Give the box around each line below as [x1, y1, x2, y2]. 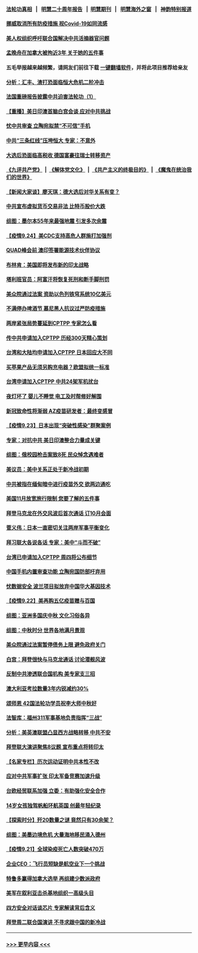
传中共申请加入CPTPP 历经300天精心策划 [6, 334, 108, 341]
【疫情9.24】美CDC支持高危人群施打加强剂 [6, 232, 112, 239]
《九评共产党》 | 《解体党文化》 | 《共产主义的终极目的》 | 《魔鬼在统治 [6, 166, 187, 174]
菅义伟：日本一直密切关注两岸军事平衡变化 [6, 524, 110, 531]
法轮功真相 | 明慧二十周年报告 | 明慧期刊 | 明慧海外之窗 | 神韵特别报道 [6, 5, 192, 12]
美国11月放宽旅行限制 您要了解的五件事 [6, 495, 100, 502]
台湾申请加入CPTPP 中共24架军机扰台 [6, 378, 99, 385]
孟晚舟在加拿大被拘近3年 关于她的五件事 [6, 49, 104, 56]
